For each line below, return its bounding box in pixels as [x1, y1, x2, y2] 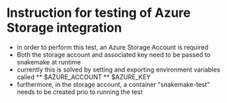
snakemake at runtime [16, 57, 81, 66]
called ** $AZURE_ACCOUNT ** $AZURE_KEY [16, 72, 151, 81]
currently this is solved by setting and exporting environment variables [16, 65, 221, 74]
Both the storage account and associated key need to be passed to [16, 50, 211, 59]
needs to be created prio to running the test [16, 88, 143, 96]
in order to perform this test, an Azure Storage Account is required [16, 43, 209, 51]
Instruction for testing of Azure [6, 5, 191, 21]
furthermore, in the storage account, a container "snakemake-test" [16, 80, 210, 88]
